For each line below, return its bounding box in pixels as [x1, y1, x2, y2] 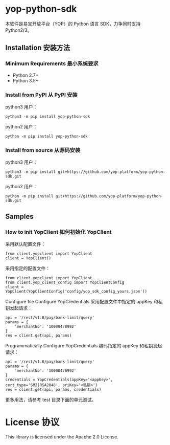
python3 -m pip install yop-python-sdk [5, 114, 90, 119]
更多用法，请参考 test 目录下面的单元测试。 [5, 396, 96, 403]
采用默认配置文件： [5, 241, 46, 247]
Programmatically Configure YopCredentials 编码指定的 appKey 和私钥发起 [5, 342, 162, 348]
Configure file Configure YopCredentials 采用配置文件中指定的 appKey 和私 [5, 298, 163, 304]
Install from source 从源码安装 [5, 146, 81, 153]
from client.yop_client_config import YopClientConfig [5, 280, 125, 285]
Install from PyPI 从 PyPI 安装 [5, 91, 78, 98]
